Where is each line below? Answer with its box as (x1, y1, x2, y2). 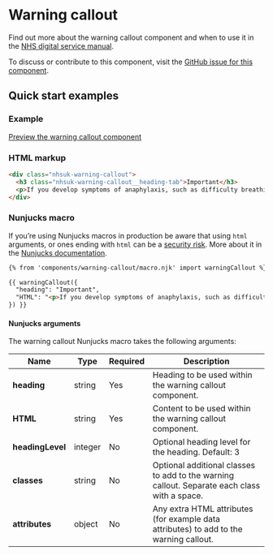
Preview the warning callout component (8, 131, 142, 141)
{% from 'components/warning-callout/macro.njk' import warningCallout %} (8, 264, 267, 272)
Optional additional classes (152, 460, 256, 471)
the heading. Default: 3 (152, 446, 240, 458)
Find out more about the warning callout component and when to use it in (8, 32, 254, 42)
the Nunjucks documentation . (8, 247, 107, 257)
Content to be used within (152, 403, 251, 415)
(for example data (152, 514, 221, 525)
